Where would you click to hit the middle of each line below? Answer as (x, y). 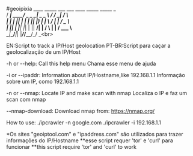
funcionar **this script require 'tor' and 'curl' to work (72, 147)
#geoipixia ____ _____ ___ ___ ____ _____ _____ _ (61, 9)
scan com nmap (26, 99)
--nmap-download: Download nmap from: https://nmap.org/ (81, 111)
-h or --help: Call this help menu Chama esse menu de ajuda (81, 63)
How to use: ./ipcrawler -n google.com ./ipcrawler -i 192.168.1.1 (84, 123)
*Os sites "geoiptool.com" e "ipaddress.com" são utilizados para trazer (95, 134)
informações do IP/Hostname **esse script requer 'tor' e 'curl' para (90, 140)
